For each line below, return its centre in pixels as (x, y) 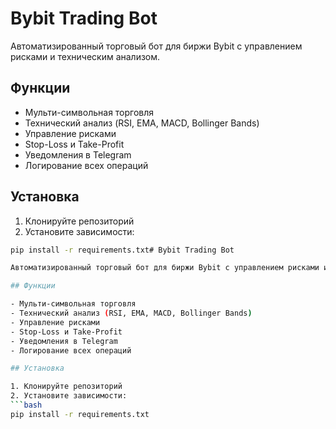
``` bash (26, 405)
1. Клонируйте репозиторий (66, 387)
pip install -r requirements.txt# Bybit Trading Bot (122, 250)
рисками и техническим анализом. (85, 56)
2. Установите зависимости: (69, 396)
